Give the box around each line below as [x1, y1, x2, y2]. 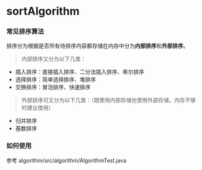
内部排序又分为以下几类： [21, 55, 86, 62]
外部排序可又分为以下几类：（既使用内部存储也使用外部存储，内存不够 [21, 97, 196, 104]
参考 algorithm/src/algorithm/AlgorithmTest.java [6, 157, 127, 164]
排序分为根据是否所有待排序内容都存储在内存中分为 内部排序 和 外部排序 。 [6, 42, 189, 50]
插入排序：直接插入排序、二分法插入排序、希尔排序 [15, 68, 144, 76]
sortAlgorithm [6, 4, 80, 18]
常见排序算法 [6, 28, 45, 36]
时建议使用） [21, 104, 54, 111]
